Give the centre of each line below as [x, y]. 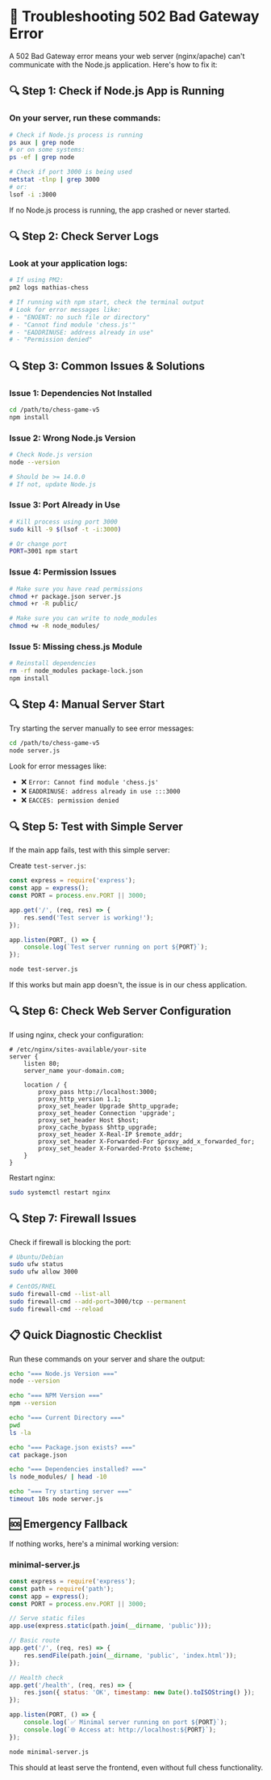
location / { [46, 1085]
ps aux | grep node [42, 142]
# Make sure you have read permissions [76, 589]
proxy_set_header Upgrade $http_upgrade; [109, 1106]
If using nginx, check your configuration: [77, 1034]
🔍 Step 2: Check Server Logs [84, 236]
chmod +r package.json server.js [65, 596]
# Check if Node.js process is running [76, 135]
